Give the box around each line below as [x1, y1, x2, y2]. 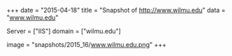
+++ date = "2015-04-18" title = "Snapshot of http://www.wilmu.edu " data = [6, 6, 226, 14]
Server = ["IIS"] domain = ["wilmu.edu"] [6, 27, 122, 35]
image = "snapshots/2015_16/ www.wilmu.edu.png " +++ [6, 41, 167, 48]
